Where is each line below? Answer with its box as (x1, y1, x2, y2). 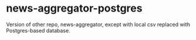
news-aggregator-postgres (6, 2, 143, 15)
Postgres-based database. (6, 27, 70, 34)
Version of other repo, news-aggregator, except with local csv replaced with (6, 21, 191, 28)
